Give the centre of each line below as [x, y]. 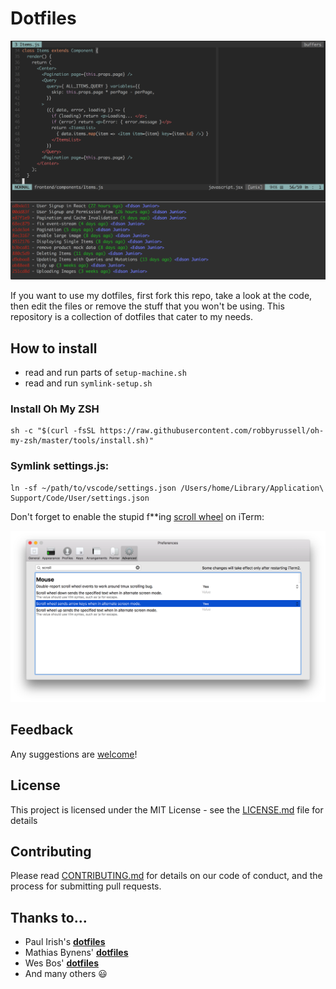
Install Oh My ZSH [55, 409]
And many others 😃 [66, 974]
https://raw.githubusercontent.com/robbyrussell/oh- [212, 431]
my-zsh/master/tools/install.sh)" [82, 441]
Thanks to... [49, 917]
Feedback [42, 730]
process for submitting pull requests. [86, 886]
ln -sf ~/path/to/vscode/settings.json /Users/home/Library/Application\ [167, 488]
